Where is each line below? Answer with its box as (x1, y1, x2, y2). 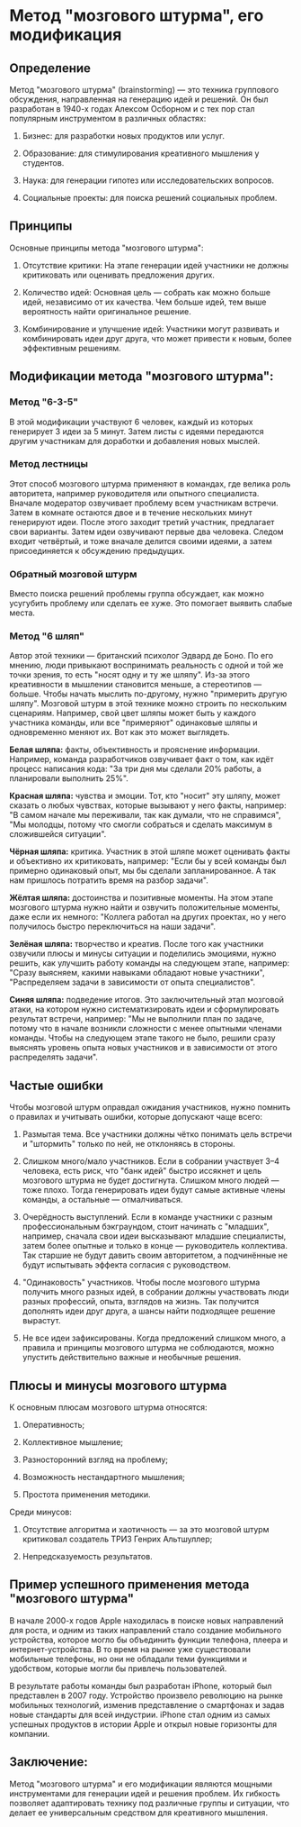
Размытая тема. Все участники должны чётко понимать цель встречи (22, 1129, 293, 1140)
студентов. (22, 158, 65, 168)
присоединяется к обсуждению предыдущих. (9, 545, 186, 556)
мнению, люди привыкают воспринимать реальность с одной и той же (9, 659, 284, 671)
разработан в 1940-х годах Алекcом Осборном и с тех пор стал (9, 104, 255, 114)
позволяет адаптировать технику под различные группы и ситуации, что (9, 1797, 290, 1808)
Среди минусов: (9, 1506, 72, 1518)
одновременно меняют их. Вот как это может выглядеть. (9, 727, 231, 738)
